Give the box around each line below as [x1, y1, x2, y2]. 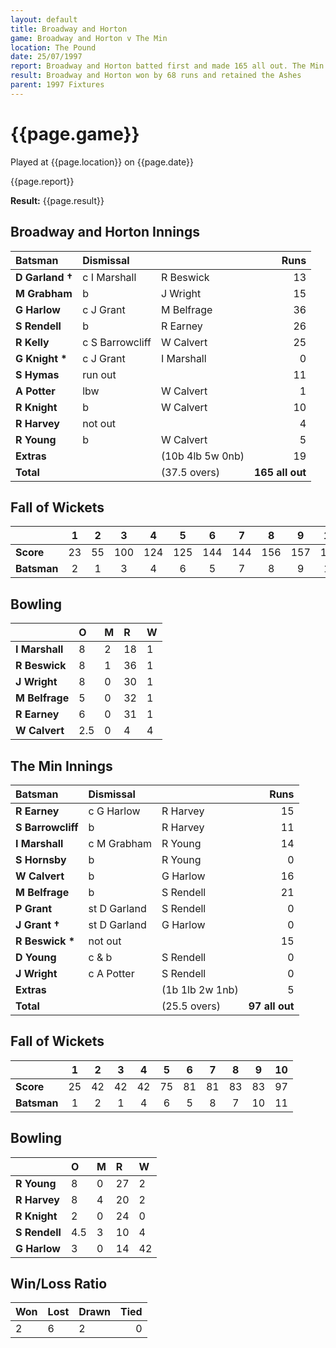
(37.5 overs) [160, 465, 220, 479]
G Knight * [15, 351, 68, 365]
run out [82, 367, 117, 381]
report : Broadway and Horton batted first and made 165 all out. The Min [10, 61, 325, 71]
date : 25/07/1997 [10, 52, 83, 62]
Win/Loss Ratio [10, 1275, 108, 1292]
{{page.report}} [10, 175, 75, 187]
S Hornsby [15, 852, 67, 866]
